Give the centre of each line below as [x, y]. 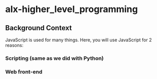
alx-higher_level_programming [72, 9]
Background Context [38, 28]
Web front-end [24, 71]
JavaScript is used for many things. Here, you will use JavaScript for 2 [78, 40]
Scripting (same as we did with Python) [54, 58]
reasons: [14, 45]
